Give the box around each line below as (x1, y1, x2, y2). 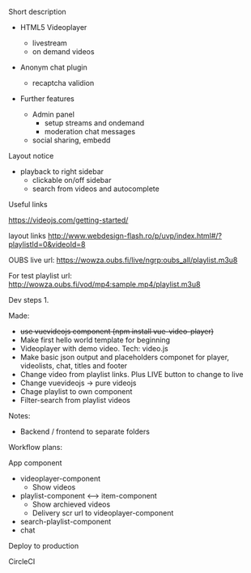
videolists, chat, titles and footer (19, 361, 128, 371)
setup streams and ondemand (44, 118, 145, 128)
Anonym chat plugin (19, 62, 87, 72)
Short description (8, 7, 66, 16)
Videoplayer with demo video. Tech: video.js (19, 344, 168, 353)
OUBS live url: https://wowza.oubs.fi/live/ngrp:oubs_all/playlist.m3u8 (8, 255, 238, 265)
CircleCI (8, 557, 36, 566)
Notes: (8, 411, 31, 420)
